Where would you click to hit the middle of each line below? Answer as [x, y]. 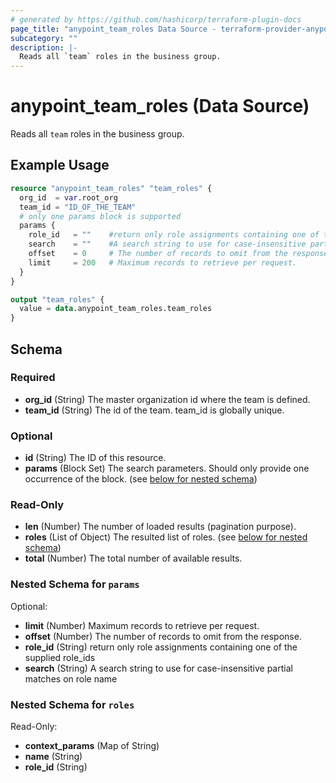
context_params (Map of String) [92, 745]
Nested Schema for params [75, 584]
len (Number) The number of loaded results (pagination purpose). [160, 527]
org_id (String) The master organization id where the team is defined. [167, 399]
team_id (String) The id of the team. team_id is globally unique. [154, 410]
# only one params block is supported [100, 216]
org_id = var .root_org [68, 197]
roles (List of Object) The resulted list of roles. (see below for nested [166, 537]
